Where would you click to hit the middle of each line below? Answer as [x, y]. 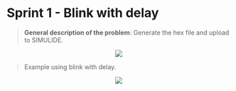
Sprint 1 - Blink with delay [83, 13]
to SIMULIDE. [43, 40]
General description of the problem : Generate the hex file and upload [127, 32]
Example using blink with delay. [70, 67]
